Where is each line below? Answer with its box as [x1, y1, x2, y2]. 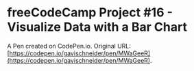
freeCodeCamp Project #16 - [7, 5, 173, 20]
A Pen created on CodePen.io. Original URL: [7, 42, 132, 50]
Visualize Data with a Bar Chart [7, 19, 187, 35]
